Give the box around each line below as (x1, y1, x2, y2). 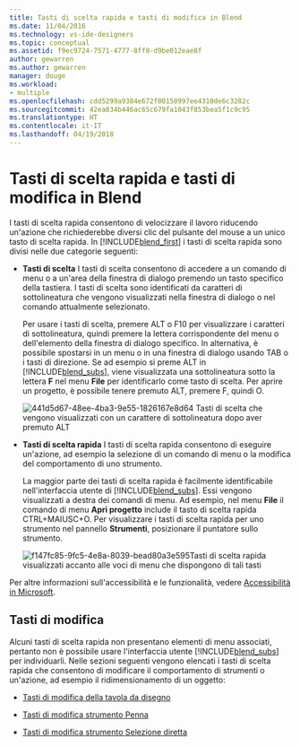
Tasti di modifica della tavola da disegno (21, 691, 171, 702)
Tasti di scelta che (195, 403, 263, 413)
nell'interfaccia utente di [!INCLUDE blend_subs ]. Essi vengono (21, 485, 253, 496)
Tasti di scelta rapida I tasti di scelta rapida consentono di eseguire (21, 438, 271, 449)
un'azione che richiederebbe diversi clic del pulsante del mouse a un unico (9, 226, 286, 238)
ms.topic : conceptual (9, 38, 90, 48)
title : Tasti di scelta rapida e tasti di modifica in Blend (9, 13, 243, 22)
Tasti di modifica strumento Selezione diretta (21, 726, 188, 737)
